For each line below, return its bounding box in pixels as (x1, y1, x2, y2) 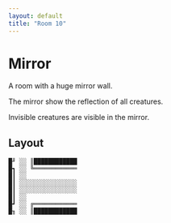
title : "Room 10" (8, 19, 67, 28)
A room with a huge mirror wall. (8, 81, 113, 91)
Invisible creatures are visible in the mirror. (8, 113, 150, 122)
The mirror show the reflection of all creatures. (8, 96, 164, 106)
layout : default (8, 11, 63, 20)
